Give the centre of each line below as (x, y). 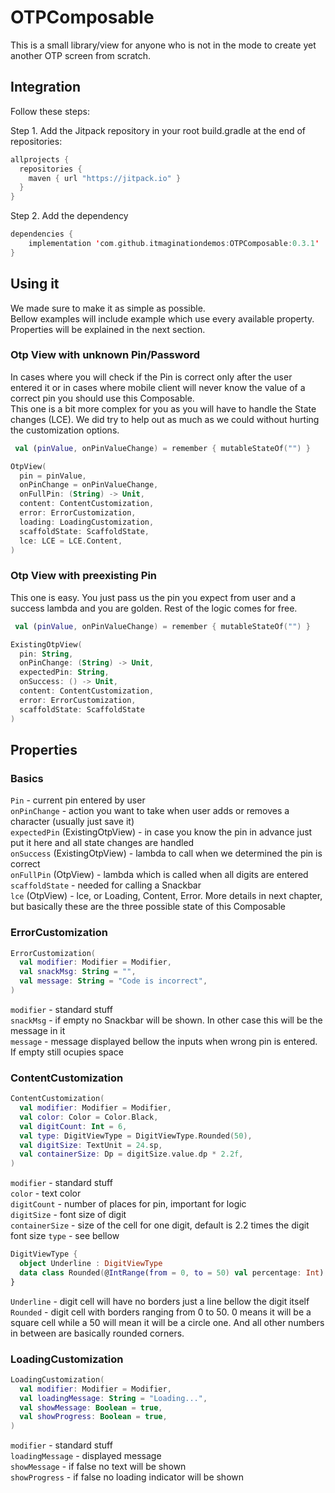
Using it (35, 284)
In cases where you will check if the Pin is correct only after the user (151, 377)
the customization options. (65, 430)
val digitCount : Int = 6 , (73, 1126)
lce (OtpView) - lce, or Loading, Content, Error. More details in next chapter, (166, 896)
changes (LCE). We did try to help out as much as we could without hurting (165, 419)
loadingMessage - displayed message (86, 1456)
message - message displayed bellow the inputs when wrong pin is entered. (164, 1041)
